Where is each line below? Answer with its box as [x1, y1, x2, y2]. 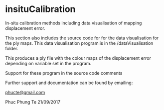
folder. [5, 45, 18, 51]
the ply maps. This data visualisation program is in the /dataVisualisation [5, 40, 154, 46]
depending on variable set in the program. [5, 60, 92, 66]
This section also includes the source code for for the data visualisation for [5, 35, 159, 41]
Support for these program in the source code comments [5, 70, 123, 76]
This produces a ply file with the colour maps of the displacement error [5, 55, 151, 61]
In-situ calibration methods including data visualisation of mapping [5, 20, 142, 26]
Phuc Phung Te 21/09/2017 [5, 99, 61, 105]
